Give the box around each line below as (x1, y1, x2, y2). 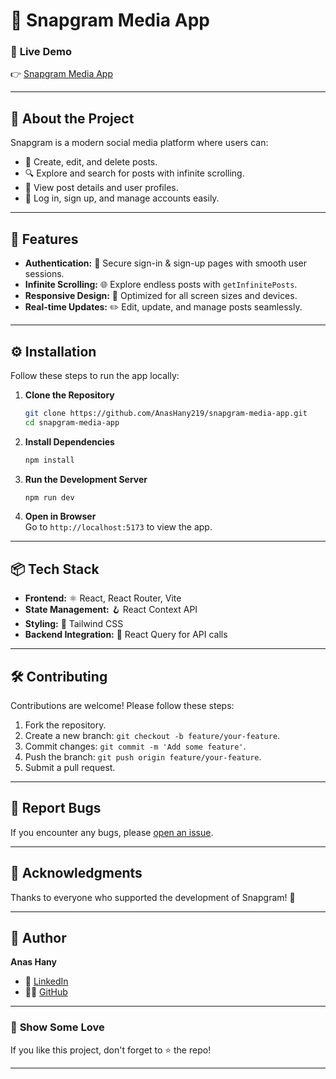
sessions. (24, 268, 65, 280)
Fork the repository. (24, 719, 107, 731)
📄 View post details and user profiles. (24, 182, 179, 194)
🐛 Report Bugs (10, 800, 102, 817)
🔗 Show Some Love (10, 1020, 105, 1034)
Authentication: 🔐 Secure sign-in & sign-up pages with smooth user (24, 257, 307, 269)
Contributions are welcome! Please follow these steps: (10, 700, 235, 712)
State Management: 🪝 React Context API (24, 604, 198, 616)
